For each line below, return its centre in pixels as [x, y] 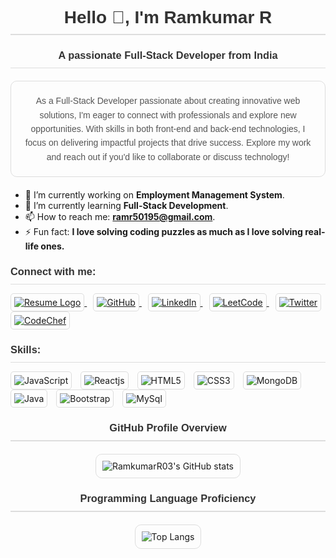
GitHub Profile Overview [168, 427]
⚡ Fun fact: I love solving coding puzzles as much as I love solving [163, 232]
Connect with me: [53, 271]
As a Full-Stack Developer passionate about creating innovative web [168, 101]
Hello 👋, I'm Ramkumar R [168, 17]
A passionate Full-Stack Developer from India [168, 55]
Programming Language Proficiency [168, 498]
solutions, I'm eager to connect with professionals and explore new [168, 115]
